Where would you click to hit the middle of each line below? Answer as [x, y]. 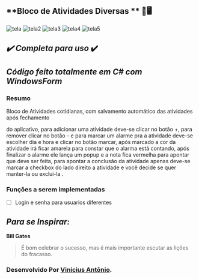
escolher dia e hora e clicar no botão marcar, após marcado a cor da [91, 142]
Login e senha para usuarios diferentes [63, 202]
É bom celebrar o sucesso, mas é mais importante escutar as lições [105, 248]
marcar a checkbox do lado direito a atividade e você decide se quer [91, 167]
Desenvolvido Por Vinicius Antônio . [59, 269]
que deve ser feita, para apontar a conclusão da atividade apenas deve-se [98, 161]
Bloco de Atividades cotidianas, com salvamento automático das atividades [99, 111]
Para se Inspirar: [38, 222]
